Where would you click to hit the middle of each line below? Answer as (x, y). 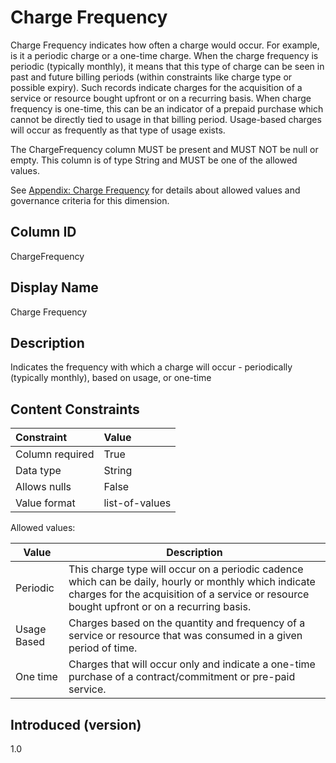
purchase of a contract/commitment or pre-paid (182, 677)
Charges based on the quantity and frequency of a (187, 623)
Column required (55, 454)
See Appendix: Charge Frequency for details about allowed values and (155, 190)
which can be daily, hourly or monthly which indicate (192, 582)
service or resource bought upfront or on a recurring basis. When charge (161, 98)
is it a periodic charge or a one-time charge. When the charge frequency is (164, 55)
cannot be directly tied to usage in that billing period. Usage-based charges (166, 119)
